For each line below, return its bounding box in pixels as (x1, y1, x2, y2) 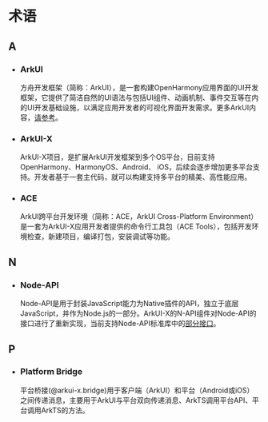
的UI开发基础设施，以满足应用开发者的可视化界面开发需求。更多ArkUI (19, 102, 250, 112)
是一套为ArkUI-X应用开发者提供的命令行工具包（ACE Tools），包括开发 (19, 221, 252, 232)
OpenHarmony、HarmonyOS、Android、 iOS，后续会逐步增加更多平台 (19, 162, 254, 172)
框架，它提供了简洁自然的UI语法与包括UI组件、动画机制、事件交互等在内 (19, 93, 259, 102)
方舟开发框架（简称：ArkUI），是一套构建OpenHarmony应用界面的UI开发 (19, 82, 259, 92)
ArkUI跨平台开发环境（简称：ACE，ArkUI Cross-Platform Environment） (19, 212, 258, 221)
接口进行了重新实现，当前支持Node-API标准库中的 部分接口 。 (19, 319, 221, 328)
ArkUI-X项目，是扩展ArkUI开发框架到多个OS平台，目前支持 (19, 153, 216, 162)
